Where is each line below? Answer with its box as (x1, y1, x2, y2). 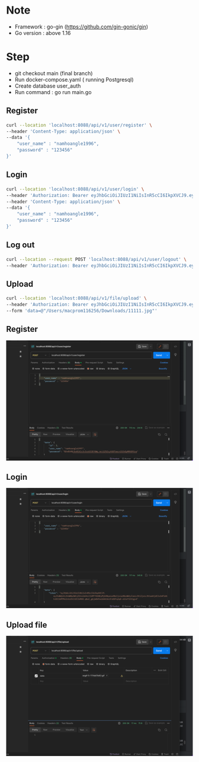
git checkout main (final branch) (14, 69, 93, 77)
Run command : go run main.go (14, 88, 92, 95)
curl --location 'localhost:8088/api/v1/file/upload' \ (6, 295, 147, 302)
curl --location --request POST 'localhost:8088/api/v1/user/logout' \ (6, 256, 187, 262)
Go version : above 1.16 (14, 29, 71, 36)
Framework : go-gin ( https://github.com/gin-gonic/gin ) (14, 23, 149, 30)
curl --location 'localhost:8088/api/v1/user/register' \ (6, 122, 152, 128)
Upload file (6, 619, 47, 630)
